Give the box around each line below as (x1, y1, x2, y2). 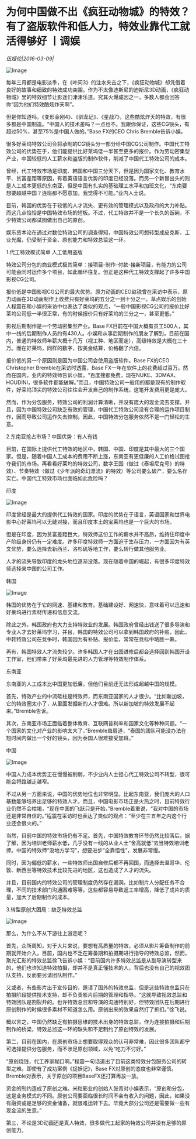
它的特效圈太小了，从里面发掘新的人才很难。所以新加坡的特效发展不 (6, 700, 170, 707)
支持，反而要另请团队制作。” (10, 971, 78, 978)
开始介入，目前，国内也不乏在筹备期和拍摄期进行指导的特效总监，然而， (16, 949, 190, 956)
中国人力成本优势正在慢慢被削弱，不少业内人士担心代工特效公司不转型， (6, 770, 180, 777)
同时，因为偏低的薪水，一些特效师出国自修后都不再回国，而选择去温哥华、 (6, 859, 185, 866)
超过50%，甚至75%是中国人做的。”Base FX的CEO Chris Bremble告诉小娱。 (6, 128, 186, 135)
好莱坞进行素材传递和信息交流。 (6, 608, 83, 615)
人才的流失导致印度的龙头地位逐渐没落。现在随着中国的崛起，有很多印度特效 (6, 557, 190, 565)
